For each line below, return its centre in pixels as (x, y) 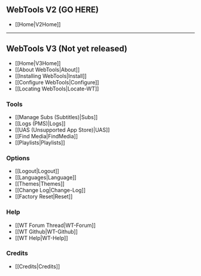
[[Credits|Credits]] (37, 266)
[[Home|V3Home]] (38, 63)
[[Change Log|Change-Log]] (50, 190)
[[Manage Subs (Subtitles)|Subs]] (56, 117)
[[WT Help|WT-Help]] (41, 238)
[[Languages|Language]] (45, 178)
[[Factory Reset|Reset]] (44, 196)
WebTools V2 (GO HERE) (53, 10)
